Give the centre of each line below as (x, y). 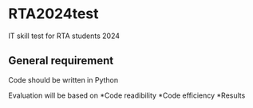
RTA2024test (53, 14)
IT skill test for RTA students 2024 (64, 36)
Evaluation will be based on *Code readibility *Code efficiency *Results (127, 95)
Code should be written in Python (63, 79)
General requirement (61, 61)
